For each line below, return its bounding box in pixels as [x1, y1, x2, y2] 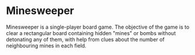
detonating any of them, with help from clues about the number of [6, 36, 165, 43]
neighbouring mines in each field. [6, 42, 86, 49]
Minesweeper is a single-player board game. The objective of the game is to [6, 23, 190, 30]
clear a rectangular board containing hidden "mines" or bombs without [6, 29, 176, 36]
